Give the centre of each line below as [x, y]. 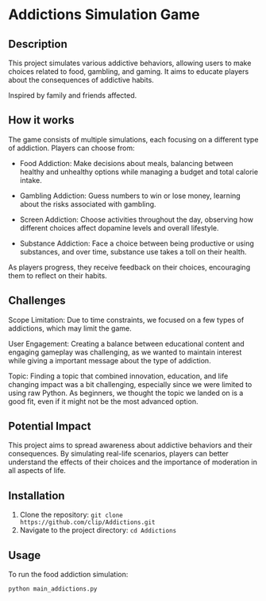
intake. [31, 180]
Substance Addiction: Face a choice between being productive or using [137, 243]
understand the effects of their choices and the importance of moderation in [133, 462]
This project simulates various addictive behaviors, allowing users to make [130, 63]
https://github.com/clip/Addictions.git [87, 522]
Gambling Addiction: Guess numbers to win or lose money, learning [130, 196]
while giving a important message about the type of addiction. [110, 360]
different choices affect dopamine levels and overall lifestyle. [119, 227]
